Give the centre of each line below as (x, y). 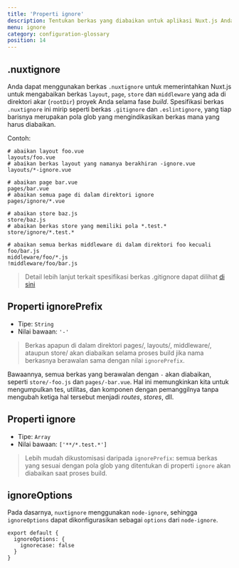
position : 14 (27, 41)
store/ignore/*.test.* (41, 232)
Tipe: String (36, 324)
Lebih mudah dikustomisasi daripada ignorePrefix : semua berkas (121, 458)
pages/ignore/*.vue (36, 201)
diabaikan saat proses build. (66, 473)
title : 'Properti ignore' (46, 14)
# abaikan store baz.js (43, 213)
